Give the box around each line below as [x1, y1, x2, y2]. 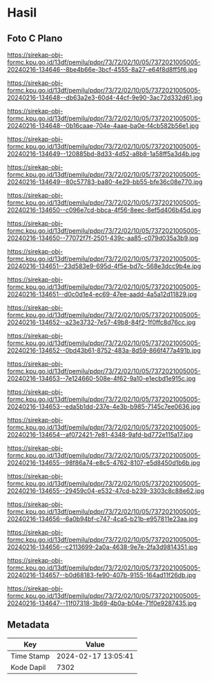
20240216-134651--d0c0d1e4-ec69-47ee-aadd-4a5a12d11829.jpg [7, 290, 197, 298]
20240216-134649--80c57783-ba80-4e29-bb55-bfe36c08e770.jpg [7, 178, 203, 186]
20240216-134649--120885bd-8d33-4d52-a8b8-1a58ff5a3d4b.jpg [7, 150, 200, 158]
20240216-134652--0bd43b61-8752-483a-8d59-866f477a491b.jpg [7, 346, 202, 354]
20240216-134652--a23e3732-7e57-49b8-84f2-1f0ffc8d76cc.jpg [7, 318, 196, 326]
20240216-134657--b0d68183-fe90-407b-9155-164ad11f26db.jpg [7, 571, 197, 579]
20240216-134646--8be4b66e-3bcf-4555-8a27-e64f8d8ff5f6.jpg [7, 66, 197, 73]
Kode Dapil [10, 662, 46, 672]
